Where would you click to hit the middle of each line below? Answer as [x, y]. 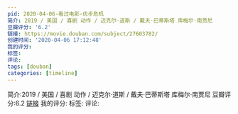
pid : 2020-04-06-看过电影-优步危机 [56, 14]
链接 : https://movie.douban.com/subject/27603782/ [83, 34]
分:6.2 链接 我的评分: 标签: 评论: [53, 103]
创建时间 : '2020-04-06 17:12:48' [55, 40]
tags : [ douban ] [30, 67]
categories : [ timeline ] [43, 73]
